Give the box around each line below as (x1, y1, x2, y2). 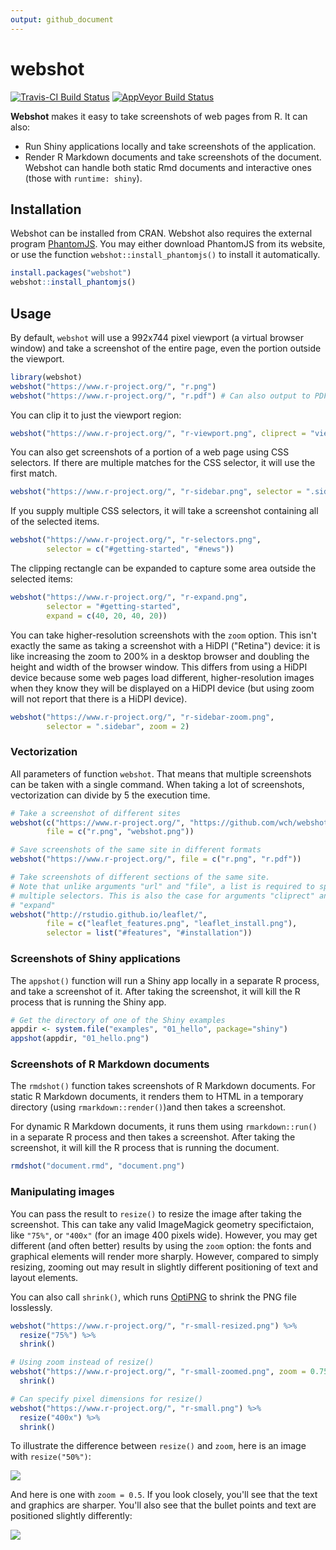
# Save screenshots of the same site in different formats (10, 845, 262, 855)
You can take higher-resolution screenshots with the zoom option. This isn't (10, 629, 317, 641)
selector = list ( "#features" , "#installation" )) (46, 928, 253, 938)
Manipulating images (10, 1185, 115, 1199)
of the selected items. (10, 516, 100, 528)
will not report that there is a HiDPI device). (10, 692, 188, 705)
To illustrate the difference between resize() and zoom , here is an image (10, 1440, 307, 1452)
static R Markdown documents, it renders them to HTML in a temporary (10, 1091, 304, 1103)
